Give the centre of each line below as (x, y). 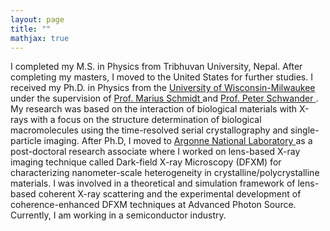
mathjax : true (40, 38)
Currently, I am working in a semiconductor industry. (118, 215)
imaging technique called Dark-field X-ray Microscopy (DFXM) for (146, 162)
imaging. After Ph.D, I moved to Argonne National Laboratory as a (178, 141)
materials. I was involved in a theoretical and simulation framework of (153, 183)
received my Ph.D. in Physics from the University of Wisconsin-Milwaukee (163, 88)
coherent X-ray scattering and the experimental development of (170, 194)
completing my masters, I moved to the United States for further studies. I (161, 77)
